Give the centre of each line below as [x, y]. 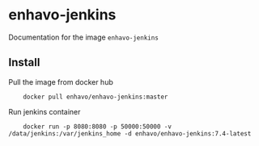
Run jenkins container [45, 111]
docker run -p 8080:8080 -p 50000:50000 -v [98, 127]
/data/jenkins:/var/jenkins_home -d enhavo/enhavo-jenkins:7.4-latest [130, 133]
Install [24, 63]
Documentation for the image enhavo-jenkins [84, 37]
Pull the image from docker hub [61, 81]
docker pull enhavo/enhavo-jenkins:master [96, 97]
